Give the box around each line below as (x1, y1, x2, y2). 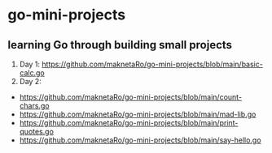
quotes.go (19, 127, 55, 136)
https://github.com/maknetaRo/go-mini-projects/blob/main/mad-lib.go (19, 109, 257, 119)
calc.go (19, 68, 46, 78)
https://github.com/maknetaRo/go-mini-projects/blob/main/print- (19, 118, 239, 127)
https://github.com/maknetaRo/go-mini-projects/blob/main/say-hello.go (19, 135, 261, 145)
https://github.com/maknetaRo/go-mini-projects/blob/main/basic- (42, 59, 264, 69)
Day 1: (19, 59, 41, 69)
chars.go (19, 101, 50, 110)
